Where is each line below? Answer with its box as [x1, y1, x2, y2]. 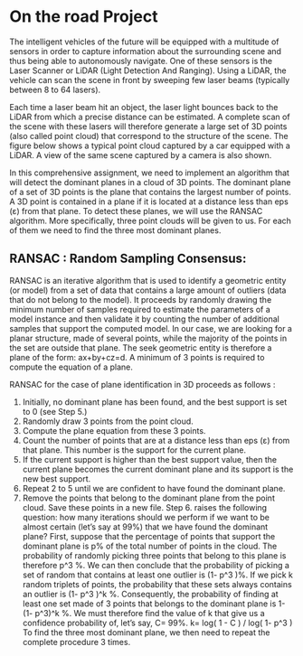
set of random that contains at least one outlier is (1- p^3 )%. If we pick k [22, 569, 294, 580]
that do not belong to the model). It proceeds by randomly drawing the [9, 294, 272, 305]
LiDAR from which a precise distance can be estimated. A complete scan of [9, 111, 291, 122]
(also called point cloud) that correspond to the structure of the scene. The [9, 130, 289, 141]
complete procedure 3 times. [22, 636, 131, 647]
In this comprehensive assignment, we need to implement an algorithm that [9, 167, 289, 178]
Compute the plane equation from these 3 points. [22, 425, 206, 436]
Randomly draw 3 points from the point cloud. [22, 416, 194, 426]
